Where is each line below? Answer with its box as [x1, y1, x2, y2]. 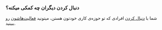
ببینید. [5, 20, 16, 26]
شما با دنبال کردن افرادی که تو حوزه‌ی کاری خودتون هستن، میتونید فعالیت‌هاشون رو [5, 15, 158, 21]
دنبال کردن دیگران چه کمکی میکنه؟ [5, 4, 80, 11]
